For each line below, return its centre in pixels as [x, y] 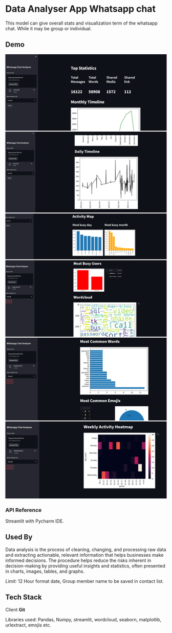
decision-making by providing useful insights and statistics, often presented [85, 565]
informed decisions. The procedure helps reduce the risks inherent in [78, 560]
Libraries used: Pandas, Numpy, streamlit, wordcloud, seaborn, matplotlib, [83, 619]
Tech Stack [24, 597]
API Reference [24, 510]
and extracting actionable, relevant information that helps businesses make [84, 555]
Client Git [15, 609]
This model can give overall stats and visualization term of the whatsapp [81, 23]
